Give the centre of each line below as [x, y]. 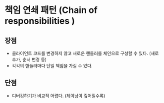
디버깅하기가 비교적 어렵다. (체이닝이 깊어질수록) [58, 96]
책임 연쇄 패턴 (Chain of [51, 10]
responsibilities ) [40, 21]
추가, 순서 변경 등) [29, 59]
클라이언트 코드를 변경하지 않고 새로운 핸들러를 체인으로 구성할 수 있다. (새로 [85, 53]
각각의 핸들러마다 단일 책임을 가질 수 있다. [52, 66]
